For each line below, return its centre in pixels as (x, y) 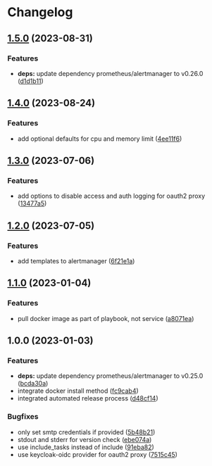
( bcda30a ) (33, 384)
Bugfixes (23, 417)
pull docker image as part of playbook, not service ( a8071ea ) (106, 318)
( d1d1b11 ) (30, 81)
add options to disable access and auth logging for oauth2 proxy (111, 196)
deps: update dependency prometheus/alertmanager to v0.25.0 (110, 376)
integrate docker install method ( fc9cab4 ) (78, 391)
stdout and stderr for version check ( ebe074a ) (85, 439)
